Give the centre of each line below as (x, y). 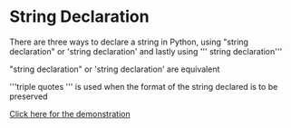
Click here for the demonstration (70, 113)
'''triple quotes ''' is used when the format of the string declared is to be (144, 86)
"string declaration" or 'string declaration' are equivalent (115, 69)
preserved (29, 96)
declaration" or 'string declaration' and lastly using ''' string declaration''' (146, 51)
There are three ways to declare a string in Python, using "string (129, 42)
